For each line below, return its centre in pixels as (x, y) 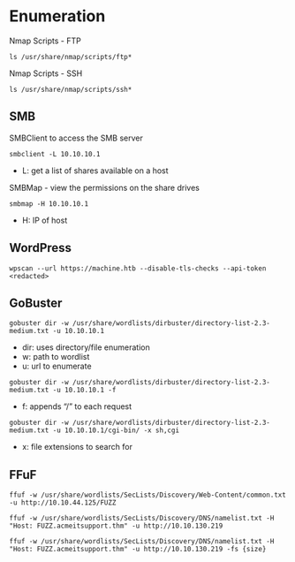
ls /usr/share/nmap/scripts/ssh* (71, 89)
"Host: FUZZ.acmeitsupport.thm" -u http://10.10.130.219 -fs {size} (138, 550)
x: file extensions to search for (77, 447)
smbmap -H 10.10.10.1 (49, 204)
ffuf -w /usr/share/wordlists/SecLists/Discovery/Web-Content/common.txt (148, 495)
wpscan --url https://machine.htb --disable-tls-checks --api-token (138, 268)
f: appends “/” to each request (77, 406)
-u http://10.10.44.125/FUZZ (63, 503)
